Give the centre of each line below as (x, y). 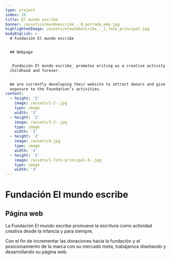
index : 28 (16, 15)
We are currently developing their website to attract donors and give (88, 84)
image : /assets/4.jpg (37, 141)
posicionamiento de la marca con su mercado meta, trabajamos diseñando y (86, 246)
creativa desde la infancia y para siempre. (49, 231)
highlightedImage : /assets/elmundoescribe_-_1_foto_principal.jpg (77, 29)
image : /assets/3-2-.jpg (41, 122)
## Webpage (21, 52)
